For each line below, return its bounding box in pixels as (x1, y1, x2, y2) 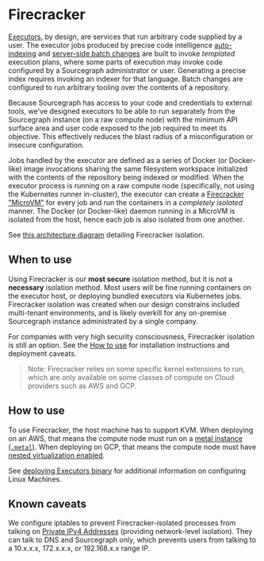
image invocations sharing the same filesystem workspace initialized (23, 164, 248, 173)
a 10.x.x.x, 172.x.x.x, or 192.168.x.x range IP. (8, 544, 151, 553)
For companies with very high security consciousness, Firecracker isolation (8, 331, 255, 341)
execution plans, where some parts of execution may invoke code (8, 57, 224, 67)
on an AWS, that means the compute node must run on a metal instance (8, 433, 243, 443)
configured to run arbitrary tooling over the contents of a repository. (8, 82, 230, 92)
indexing (8, 48, 36, 58)
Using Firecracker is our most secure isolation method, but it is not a (8, 274, 233, 284)
